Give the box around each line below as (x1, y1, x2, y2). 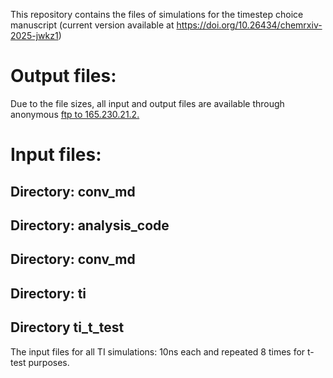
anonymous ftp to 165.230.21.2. (10, 108, 140, 120)
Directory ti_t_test (10, 319, 125, 336)
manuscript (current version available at (10, 19, 175, 31)
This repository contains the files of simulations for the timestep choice (10, 9, 304, 20)
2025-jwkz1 (10, 30, 59, 41)
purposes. (28, 356, 70, 368)
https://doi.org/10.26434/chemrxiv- (176, 19, 323, 31)
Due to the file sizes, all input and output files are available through (10, 97, 285, 109)
